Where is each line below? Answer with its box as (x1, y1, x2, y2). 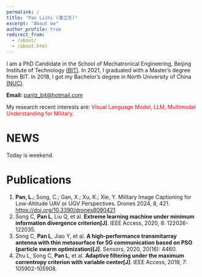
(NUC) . (6, 79, 24, 86)
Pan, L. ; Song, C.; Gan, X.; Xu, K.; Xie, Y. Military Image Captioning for (15, 193, 192, 200)
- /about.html (12, 44, 48, 50)
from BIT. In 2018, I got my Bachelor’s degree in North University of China (6, 73, 192, 80)
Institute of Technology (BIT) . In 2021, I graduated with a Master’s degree (6, 66, 191, 74)
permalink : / (6, 9, 40, 15)
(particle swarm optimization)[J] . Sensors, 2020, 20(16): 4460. (15, 245, 178, 252)
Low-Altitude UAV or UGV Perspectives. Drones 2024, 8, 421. (15, 200, 170, 207)
